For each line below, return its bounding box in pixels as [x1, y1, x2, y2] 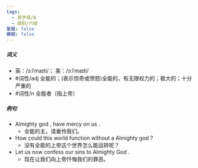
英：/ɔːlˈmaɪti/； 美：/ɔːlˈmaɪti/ [14, 67, 89, 74]
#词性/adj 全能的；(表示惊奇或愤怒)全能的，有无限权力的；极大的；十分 [14, 75, 192, 82]
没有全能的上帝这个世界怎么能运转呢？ [24, 141, 120, 149]
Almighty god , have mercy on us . [14, 120, 101, 128]
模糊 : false [6, 31, 34, 37]
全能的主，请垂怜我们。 [24, 128, 83, 135]
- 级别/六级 [11, 20, 38, 26]
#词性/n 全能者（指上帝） [14, 90, 78, 97]
